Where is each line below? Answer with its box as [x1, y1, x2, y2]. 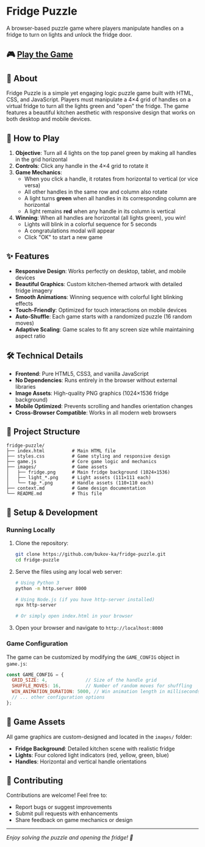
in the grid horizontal [15, 156, 68, 163]
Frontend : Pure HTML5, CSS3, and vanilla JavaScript [15, 370, 149, 377]
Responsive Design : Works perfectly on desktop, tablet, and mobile [15, 267, 186, 275]
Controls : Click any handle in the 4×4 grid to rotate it [15, 162, 148, 169]
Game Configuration [6, 640, 68, 648]
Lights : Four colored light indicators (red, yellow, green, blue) [15, 751, 170, 759]
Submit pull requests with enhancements [15, 810, 118, 817]
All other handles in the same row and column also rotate [24, 188, 168, 195]
